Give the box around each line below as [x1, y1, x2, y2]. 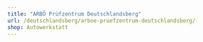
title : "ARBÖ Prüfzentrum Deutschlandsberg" [7, 10, 142, 18]
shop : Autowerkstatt [7, 23, 69, 31]
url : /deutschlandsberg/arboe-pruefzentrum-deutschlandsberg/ [7, 17, 196, 24]
